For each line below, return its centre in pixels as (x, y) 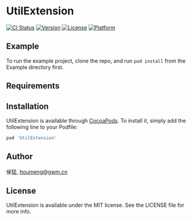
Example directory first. (35, 67)
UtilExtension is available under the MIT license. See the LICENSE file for (95, 205)
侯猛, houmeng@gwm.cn (37, 172)
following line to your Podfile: (42, 127)
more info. (19, 212)
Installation (27, 106)
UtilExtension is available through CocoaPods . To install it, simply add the (96, 120)
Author (19, 157)
